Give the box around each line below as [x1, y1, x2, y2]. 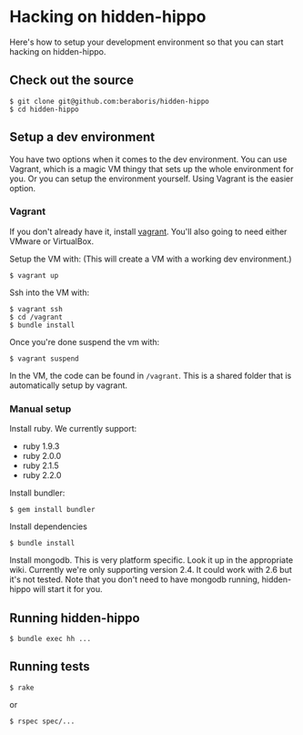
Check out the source [9, 73, 135, 88]
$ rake [9, 683, 35, 692]
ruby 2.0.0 [22, 451, 62, 462]
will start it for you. [33, 584, 103, 595]
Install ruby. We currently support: [9, 424, 137, 434]
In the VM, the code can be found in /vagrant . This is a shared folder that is [9, 370, 292, 381]
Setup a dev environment [9, 129, 156, 145]
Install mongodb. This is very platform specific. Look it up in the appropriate [9, 555, 294, 566]
